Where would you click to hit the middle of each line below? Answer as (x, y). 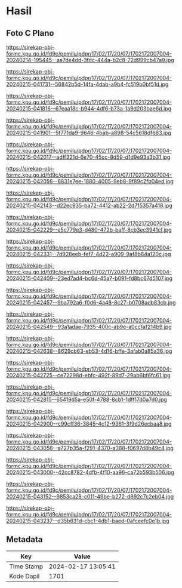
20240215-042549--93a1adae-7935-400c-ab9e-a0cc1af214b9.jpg (89, 327)
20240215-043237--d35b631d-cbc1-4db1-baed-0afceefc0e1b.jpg (88, 521)
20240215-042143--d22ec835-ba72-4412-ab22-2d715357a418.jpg (90, 205)
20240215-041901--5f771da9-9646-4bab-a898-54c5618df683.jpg (89, 133)
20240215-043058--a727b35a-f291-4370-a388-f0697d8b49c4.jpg (90, 448)
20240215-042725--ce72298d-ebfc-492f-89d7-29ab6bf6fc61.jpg (88, 375)
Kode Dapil (24, 576)
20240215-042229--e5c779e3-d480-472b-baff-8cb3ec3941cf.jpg (89, 230)
